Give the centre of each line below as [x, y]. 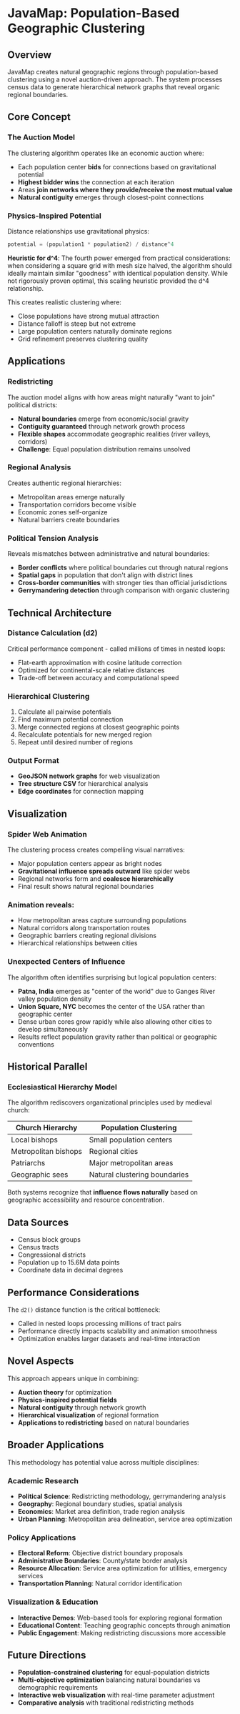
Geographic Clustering [76, 28]
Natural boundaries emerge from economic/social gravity [103, 419]
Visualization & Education [53, 1602]
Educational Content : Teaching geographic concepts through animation [124, 1625]
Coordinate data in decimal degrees [70, 1270]
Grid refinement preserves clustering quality [83, 339]
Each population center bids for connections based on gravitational [117, 166]
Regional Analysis [39, 467]
